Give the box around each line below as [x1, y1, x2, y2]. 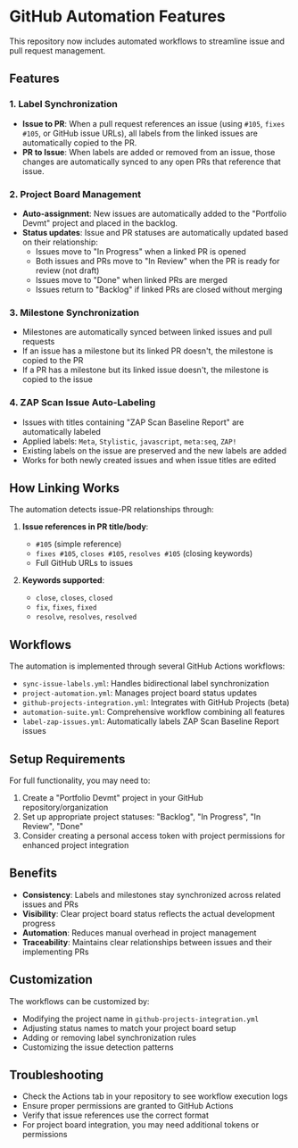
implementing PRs [21, 946, 89, 957]
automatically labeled [21, 426, 101, 437]
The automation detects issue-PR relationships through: [9, 504, 214, 515]
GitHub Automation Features [9, 6, 226, 27]
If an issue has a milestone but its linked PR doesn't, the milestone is [21, 345, 274, 356]
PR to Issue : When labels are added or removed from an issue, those [21, 146, 276, 157]
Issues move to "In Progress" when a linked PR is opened [35, 245, 247, 256]
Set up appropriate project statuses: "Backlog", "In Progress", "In [21, 811, 261, 822]
